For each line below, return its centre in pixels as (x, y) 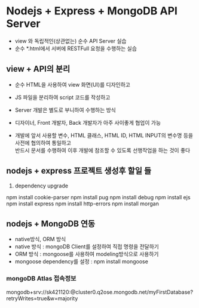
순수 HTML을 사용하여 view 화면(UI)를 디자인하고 (72, 84)
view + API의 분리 (38, 69)
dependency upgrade (42, 186)
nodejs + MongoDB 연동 (51, 224)
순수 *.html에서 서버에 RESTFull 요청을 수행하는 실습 (76, 48)
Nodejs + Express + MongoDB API (92, 11)
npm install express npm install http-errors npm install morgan (83, 204)
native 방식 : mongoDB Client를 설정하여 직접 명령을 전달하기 (87, 247)
